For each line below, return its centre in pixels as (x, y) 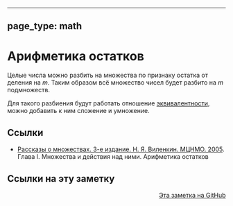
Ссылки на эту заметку (61, 179)
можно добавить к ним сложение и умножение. (79, 111)
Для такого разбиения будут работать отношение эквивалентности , (109, 103)
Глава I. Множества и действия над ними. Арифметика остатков (113, 157)
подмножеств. (29, 90)
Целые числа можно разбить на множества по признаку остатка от (107, 75)
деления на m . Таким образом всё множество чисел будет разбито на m (115, 83)
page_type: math (45, 26)
